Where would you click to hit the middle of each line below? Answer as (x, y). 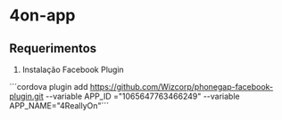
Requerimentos (53, 48)
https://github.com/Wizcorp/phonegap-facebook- (182, 87)
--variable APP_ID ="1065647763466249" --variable (143, 96)
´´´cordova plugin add (49, 87)
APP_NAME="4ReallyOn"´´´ (59, 106)
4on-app (42, 16)
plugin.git (27, 96)
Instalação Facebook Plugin (73, 69)
